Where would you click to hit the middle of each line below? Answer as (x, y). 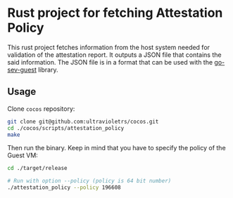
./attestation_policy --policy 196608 (64, 187)
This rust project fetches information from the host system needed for (108, 47)
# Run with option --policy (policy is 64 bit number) (89, 181)
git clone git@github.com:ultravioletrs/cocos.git (83, 121)
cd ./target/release (38, 169)
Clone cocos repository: (41, 108)
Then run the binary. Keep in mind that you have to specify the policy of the (117, 148)
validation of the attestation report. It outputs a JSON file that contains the (114, 55)
